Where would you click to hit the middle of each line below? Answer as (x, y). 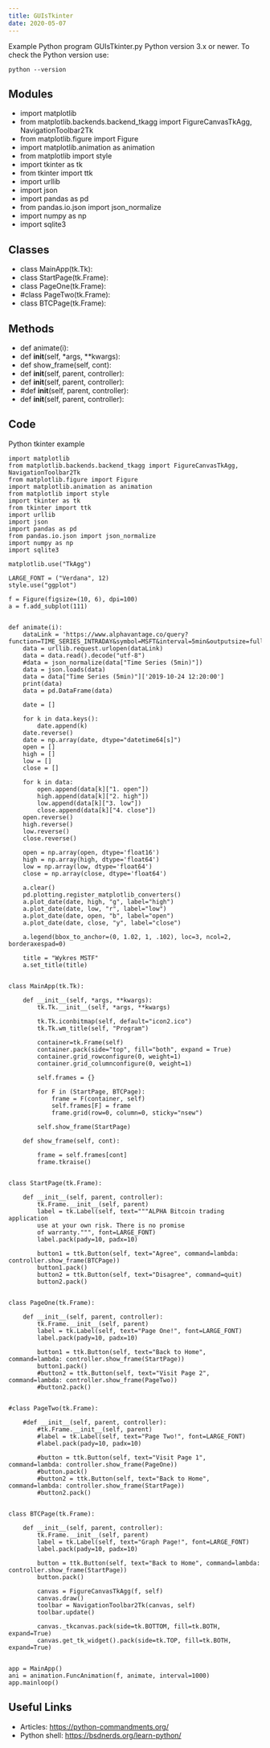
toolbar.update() (66, 1612)
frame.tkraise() (64, 1162)
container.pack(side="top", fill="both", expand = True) (134, 1049)
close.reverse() (50, 838)
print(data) (43, 683)
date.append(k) (63, 726)
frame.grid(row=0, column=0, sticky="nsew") (127, 1113)
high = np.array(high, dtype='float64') (91, 860)
